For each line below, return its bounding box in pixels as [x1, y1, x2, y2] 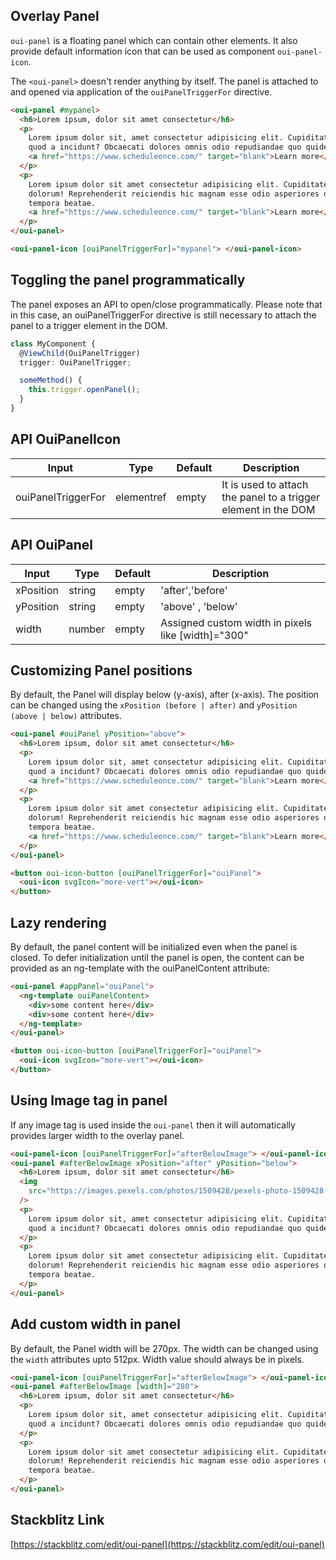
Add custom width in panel [10, 1316, 181, 1333]
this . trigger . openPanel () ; [28, 385, 141, 395]
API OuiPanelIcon [10, 431, 122, 448]
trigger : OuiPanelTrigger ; [19, 357, 132, 368]
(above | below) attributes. [10, 710, 123, 722]
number [68, 622, 106, 636]
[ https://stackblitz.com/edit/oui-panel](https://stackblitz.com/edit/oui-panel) [10, 1538, 325, 1550]
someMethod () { [19, 375, 83, 386]
